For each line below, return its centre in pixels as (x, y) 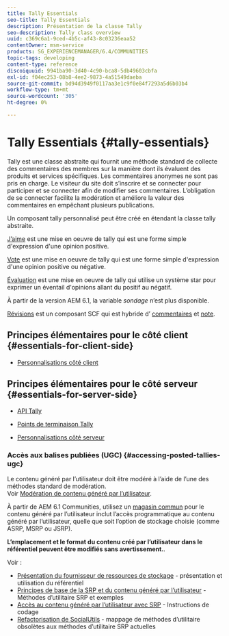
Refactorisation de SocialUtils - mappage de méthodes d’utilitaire (108, 619)
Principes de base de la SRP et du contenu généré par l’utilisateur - (111, 590)
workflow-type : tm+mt (38, 90)
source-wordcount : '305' (42, 97)
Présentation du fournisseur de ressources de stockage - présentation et (120, 575)
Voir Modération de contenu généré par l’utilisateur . (80, 493)
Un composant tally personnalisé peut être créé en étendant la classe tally (111, 218)
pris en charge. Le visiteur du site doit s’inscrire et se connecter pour (104, 183)
